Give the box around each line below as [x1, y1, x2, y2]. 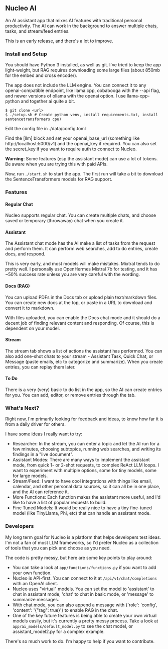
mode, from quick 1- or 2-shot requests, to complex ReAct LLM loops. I [12, 462, 159, 468]
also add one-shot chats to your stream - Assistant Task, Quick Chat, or [5, 353, 153, 359]
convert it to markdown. [5, 305, 55, 311]
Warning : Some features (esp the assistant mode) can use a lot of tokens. [5, 156, 158, 162]
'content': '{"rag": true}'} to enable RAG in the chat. [12, 607, 119, 613]
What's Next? [5, 404, 39, 411]
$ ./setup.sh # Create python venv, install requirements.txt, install [5, 113, 158, 118]
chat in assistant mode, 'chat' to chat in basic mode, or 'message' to [12, 591, 154, 597]
